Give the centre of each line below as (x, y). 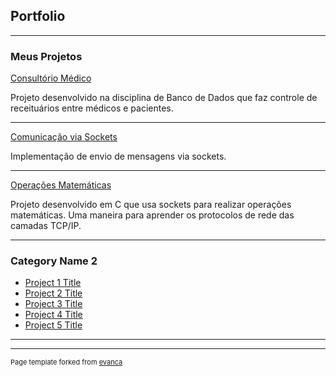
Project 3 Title (53, 304)
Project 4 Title (53, 315)
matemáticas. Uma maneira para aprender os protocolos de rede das (152, 215)
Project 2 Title (53, 293)
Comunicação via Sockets (64, 137)
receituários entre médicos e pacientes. (92, 108)
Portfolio (38, 16)
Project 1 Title (53, 283)
